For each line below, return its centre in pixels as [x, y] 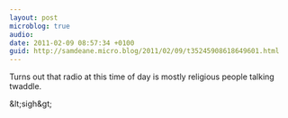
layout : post [34, 18]
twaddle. [26, 86]
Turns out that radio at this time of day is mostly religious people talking [142, 77]
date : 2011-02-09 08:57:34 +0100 [72, 43]
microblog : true [40, 26]
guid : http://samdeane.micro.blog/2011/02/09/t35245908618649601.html [144, 51]
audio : [22, 34]
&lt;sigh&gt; [31, 104]
